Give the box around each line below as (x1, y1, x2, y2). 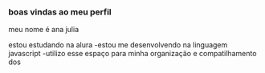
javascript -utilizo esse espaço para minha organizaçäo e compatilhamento (8, 49, 257, 59)
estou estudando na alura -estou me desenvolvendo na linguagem (8, 40, 228, 50)
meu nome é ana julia (8, 25, 79, 34)
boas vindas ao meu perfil (8, 6, 112, 18)
